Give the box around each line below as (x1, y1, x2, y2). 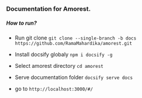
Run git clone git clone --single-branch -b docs (14, 34, 137, 41)
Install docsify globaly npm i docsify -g (14, 51, 113, 58)
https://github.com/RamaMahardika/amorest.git (14, 40, 132, 46)
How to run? (6, 19, 37, 27)
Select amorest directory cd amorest (14, 62, 104, 69)
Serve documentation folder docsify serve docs (14, 73, 133, 81)
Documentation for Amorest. (6, 5, 91, 13)
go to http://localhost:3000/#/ (14, 85, 93, 92)
